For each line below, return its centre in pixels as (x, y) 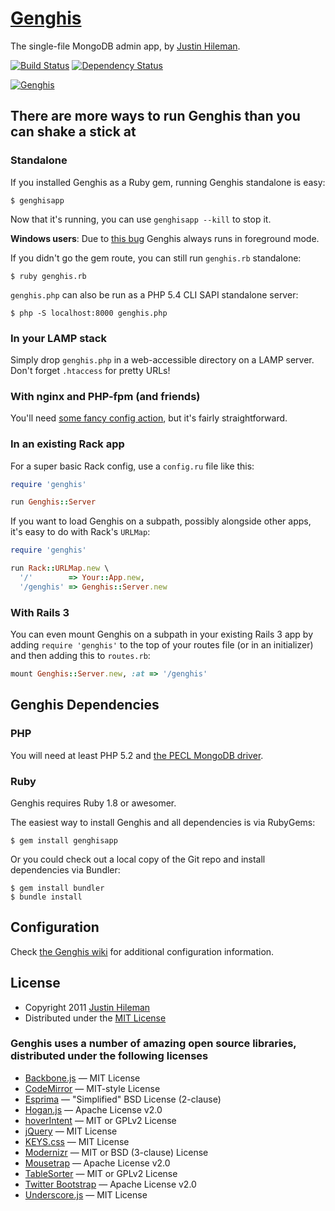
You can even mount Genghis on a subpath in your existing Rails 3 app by (162, 634)
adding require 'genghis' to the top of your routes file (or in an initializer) (162, 645)
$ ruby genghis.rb (48, 276)
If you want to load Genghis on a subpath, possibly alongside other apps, (161, 521)
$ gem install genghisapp (64, 840)
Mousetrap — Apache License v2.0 (97, 1163)
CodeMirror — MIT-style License (92, 1088)
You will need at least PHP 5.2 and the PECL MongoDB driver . (137, 755)
